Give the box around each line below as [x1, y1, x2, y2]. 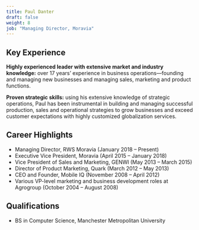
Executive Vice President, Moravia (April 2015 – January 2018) [14, 152, 168, 159]
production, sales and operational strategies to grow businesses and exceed [6, 107, 193, 114]
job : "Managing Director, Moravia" [6, 25, 94, 32]
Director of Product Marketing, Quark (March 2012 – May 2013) [14, 164, 169, 172]
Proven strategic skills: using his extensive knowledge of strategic [6, 94, 170, 101]
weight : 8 [6, 20, 31, 26]
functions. [6, 82, 31, 89]
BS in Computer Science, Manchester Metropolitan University [14, 217, 166, 224]
